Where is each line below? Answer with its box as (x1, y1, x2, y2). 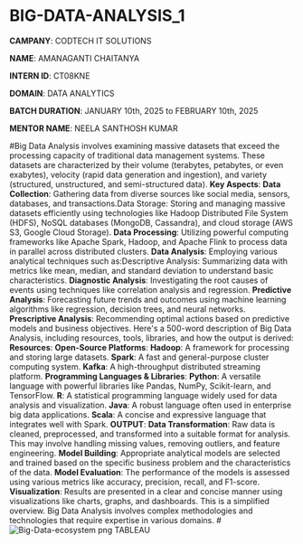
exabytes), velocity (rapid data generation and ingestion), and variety (9, 169, 268, 180)
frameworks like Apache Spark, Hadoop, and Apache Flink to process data (9, 236, 288, 247)
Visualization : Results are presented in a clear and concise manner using (9, 485, 283, 497)
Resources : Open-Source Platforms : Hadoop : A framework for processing (9, 342, 289, 352)
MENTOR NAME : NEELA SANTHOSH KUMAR (9, 123, 178, 134)
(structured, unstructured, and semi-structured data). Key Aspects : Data (9, 178, 281, 190)
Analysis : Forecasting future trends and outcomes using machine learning (9, 294, 287, 305)
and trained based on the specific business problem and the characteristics (9, 457, 291, 468)
